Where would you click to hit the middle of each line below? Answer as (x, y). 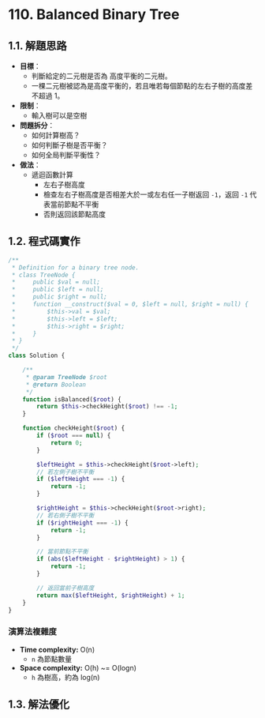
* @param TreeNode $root (67, 377)
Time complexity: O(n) (57, 649)
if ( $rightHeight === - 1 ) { (82, 523)
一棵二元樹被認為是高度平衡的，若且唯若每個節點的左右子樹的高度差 (142, 86)
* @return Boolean (56, 385)
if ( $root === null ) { (74, 436)
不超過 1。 (48, 96)
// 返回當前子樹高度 (65, 588)
